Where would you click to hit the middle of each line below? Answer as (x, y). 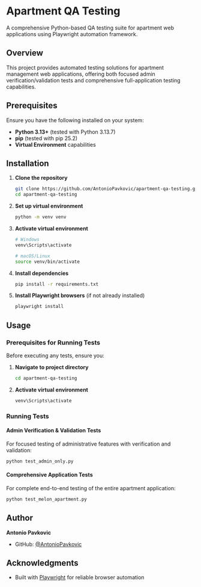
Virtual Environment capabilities (55, 144)
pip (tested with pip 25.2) (46, 138)
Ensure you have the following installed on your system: (75, 120)
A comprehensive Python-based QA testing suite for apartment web (90, 28)
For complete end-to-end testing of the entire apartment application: (91, 488)
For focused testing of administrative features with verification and (88, 444)
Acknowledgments (43, 563)
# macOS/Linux (32, 256)
